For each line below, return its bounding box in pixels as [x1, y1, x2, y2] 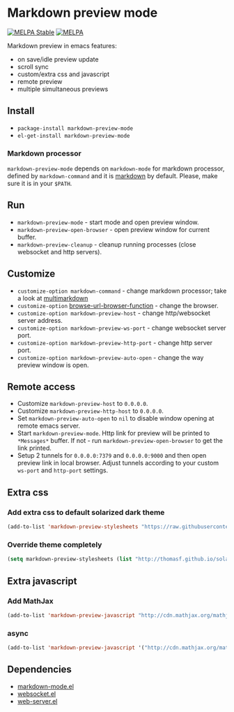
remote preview [17, 77, 63, 85]
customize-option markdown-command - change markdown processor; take [17, 286, 227, 295]
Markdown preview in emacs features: [7, 41, 117, 50]
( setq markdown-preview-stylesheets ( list [7, 555, 132, 563]
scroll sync [17, 62, 49, 71]
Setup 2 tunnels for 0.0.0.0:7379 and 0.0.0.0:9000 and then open [17, 451, 207, 460]
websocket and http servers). [17, 247, 102, 256]
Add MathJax [7, 596, 54, 606]
